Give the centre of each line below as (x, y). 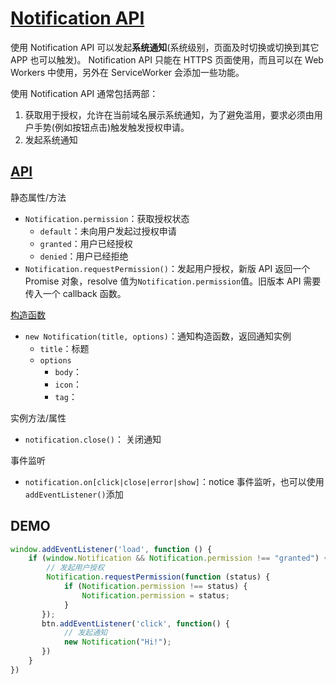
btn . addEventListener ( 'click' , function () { (135, 623)
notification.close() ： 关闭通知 (93, 439)
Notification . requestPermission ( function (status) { (158, 577)
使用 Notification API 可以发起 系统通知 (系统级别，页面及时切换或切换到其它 (165, 47)
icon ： (68, 384)
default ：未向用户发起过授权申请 (108, 231)
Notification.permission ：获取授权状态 (107, 218)
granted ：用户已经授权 (86, 243)
